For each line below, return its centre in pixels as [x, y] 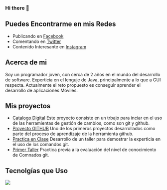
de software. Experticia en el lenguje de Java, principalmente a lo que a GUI [83, 80]
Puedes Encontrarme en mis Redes [61, 24]
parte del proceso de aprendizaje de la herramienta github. [73, 134]
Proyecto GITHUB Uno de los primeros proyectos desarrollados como [84, 129]
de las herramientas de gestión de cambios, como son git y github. [81, 123]
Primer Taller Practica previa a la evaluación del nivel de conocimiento [84, 150]
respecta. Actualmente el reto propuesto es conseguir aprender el [73, 85]
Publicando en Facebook [38, 36]
